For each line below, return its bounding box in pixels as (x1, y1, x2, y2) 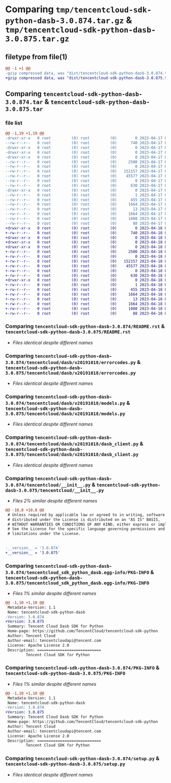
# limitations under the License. (7, 531, 81, 537)
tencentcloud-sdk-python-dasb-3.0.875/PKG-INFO (5, 670, 126, 677)
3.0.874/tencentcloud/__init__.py (5, 482, 91, 488)
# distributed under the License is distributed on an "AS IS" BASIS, (7, 517, 160, 522)
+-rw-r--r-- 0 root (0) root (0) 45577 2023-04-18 (5, 263, 163, 268)
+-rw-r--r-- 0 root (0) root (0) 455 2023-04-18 (5, 287, 163, 292)
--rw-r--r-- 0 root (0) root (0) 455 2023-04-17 (5, 197, 163, 202)
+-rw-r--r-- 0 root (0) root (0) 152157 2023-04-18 (5, 259, 163, 264)
